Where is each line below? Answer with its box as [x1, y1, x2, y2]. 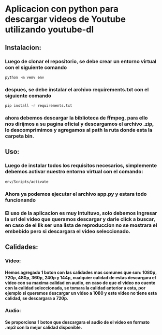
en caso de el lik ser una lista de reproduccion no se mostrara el [5, 222, 157, 229]
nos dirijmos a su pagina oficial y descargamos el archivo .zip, [5, 120, 154, 127]
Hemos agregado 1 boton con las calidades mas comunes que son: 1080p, [5, 269, 157, 275]
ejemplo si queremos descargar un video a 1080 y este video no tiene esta [5, 290, 157, 296]
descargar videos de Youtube [5, 14, 126, 25]
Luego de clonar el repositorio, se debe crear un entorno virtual [5, 58, 157, 65]
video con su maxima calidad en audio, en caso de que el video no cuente [5, 280, 156, 285]
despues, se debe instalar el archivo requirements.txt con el [5, 86, 149, 93]
